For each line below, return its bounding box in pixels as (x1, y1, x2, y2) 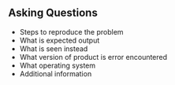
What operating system (19, 61, 96, 70)
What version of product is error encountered (19, 52, 168, 61)
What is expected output (19, 35, 100, 45)
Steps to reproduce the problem (19, 27, 124, 36)
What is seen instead (19, 43, 88, 54)
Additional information (19, 68, 92, 78)
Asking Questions (8, 6, 99, 20)
